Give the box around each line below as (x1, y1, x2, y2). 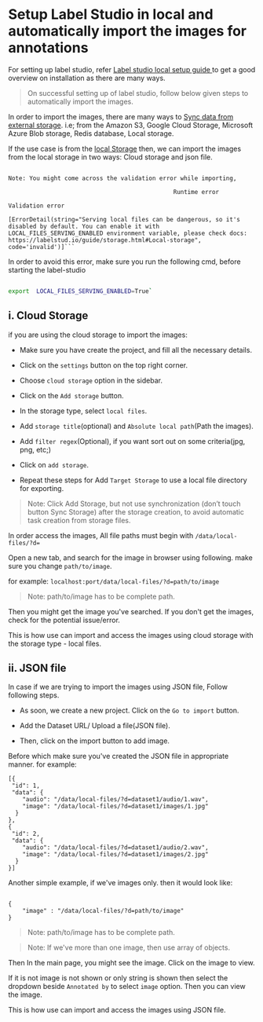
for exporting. (19, 483, 64, 493)
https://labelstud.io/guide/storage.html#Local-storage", (8, 236, 202, 244)
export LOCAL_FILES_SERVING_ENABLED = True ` (8, 287, 153, 295)
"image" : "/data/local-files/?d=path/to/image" (22, 907, 184, 915)
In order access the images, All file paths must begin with (8, 530, 194, 540)
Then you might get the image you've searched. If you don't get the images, (8, 606, 254, 616)
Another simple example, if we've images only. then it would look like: (8, 878, 233, 888)
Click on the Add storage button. (19, 390, 124, 400)
